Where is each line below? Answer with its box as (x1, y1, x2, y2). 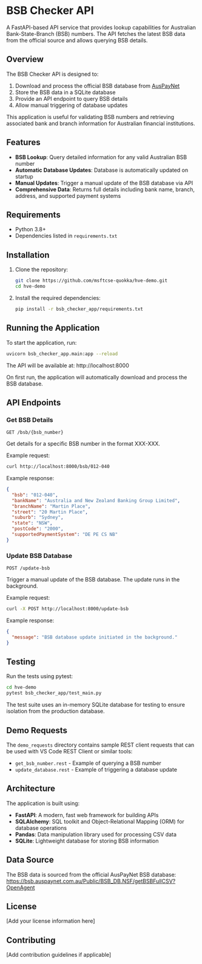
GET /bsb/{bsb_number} (6, 429, 64, 436)
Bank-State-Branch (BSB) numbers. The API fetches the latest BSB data (6, 30, 186, 37)
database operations (15, 824, 67, 832)
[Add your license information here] (6, 917, 95, 925)
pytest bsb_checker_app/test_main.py (6, 690, 102, 696)
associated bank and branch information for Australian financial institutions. (6, 120, 195, 127)
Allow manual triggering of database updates (15, 101, 128, 109)
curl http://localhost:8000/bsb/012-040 (6, 464, 110, 470)
